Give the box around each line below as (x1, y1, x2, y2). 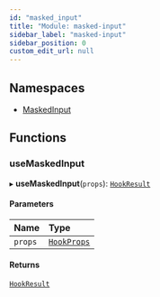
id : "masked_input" (9, 13, 83, 23)
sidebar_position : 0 (9, 38, 87, 48)
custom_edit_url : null (9, 47, 94, 56)
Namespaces (9, 80, 85, 96)
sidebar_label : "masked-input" (9, 30, 127, 39)
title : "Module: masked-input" (9, 22, 127, 31)
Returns (9, 259, 40, 271)
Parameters (9, 199, 54, 209)
